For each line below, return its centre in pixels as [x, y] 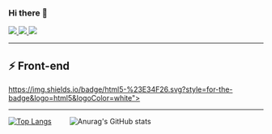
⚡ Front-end [39, 65]
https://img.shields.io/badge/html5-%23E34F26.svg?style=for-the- [121, 89]
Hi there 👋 [28, 13]
